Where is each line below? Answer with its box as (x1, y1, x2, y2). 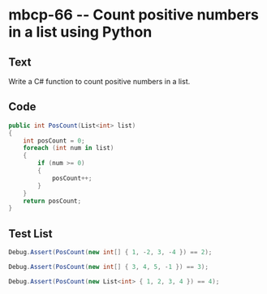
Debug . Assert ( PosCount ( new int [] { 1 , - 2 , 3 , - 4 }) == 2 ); (8, 249, 213, 257)
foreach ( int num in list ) (23, 144, 114, 152)
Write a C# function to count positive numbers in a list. (8, 77, 191, 86)
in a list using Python (8, 23, 153, 41)
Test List (8, 227, 53, 241)
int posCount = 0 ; (23, 136, 85, 145)
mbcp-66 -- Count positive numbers (8, 6, 260, 24)
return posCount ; (23, 197, 82, 205)
